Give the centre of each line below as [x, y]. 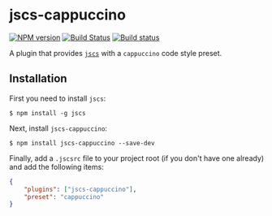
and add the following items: [56, 166]
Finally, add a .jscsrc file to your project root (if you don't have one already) [137, 158]
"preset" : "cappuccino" [64, 197]
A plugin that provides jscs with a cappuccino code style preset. [116, 53]
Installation [38, 79]
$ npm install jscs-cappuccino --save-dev [82, 143]
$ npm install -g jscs [47, 113]
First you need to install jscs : [58, 98]
